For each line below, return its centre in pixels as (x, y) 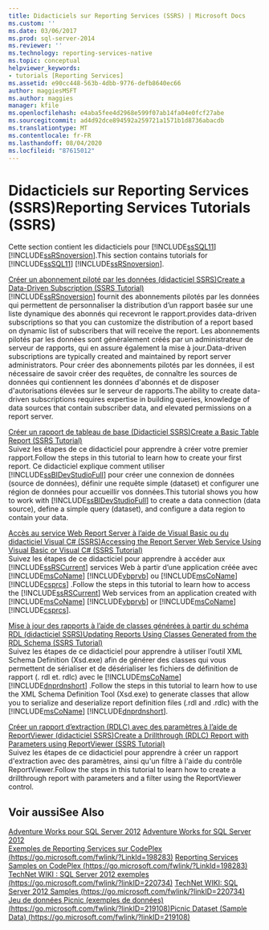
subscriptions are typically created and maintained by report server (120, 357)
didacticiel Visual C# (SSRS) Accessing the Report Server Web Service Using (135, 542)
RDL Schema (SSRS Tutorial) (55, 643)
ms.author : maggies (41, 98)
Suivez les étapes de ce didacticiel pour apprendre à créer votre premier (128, 449)
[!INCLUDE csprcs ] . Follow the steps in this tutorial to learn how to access (129, 585)
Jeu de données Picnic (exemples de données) (86, 900)
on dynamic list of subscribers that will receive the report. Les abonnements (134, 331)
